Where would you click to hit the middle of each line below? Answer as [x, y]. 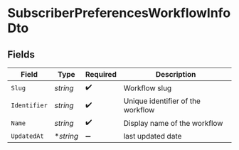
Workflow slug [148, 88]
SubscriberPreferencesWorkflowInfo [119, 13]
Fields [21, 54]
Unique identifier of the [162, 101]
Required [101, 74]
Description [176, 74]
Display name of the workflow [173, 123]
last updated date [153, 136]
